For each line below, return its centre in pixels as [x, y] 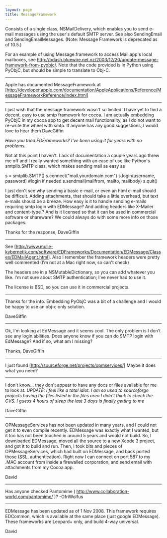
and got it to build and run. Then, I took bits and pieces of [64, 446]
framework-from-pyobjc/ [31, 65]
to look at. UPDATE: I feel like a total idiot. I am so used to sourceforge [77, 390]
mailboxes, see [21, 59]
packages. [16, 222]
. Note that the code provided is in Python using [105, 65]
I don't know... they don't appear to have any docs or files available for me [81, 385]
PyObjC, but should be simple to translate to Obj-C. [58, 70]
